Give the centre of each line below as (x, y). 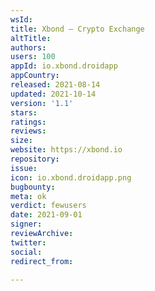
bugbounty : (33, 187)
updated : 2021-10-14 (53, 94)
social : (26, 252)
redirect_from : (42, 261)
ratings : (28, 122)
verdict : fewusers (48, 206)
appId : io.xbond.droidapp (64, 66)
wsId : (21, 19)
